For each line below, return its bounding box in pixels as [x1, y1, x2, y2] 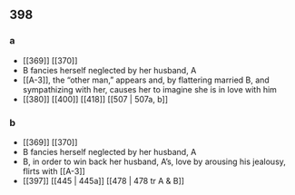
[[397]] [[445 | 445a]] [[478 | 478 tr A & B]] [22, 175, 184, 186]
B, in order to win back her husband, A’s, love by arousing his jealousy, [22, 156, 286, 167]
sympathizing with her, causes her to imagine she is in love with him [22, 83, 277, 94]
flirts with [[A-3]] [22, 165, 86, 176]
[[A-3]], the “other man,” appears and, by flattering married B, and [22, 74, 270, 85]
